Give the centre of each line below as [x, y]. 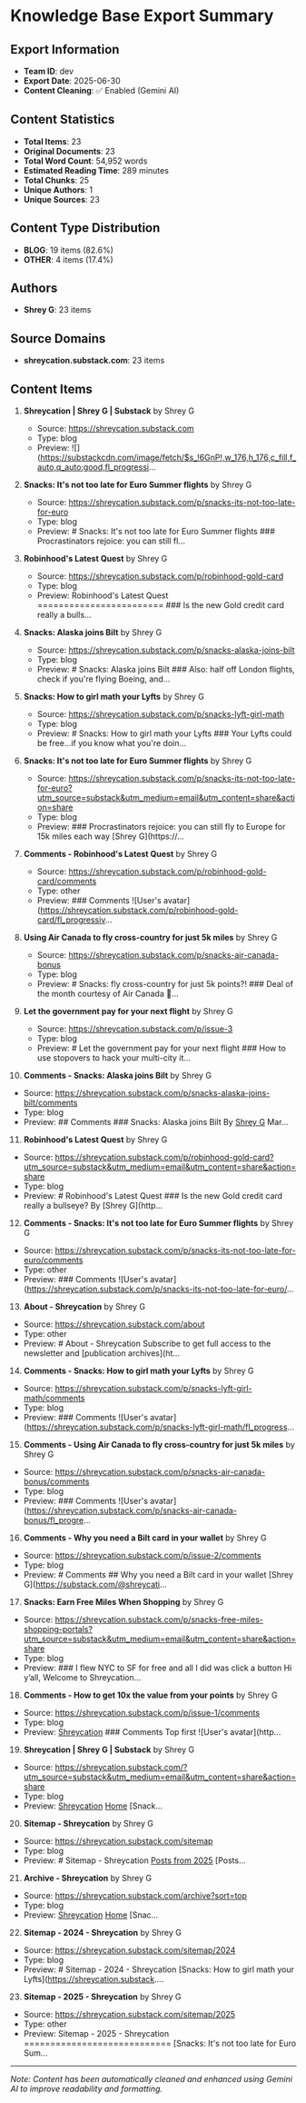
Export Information [65, 50]
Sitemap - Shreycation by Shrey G [88, 1824]
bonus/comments [56, 1481]
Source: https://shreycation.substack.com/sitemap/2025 [129, 2015]
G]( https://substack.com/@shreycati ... [95, 1585]
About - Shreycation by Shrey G [84, 1307]
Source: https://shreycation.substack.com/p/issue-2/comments [142, 1556]
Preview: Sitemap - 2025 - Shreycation [96, 2034]
